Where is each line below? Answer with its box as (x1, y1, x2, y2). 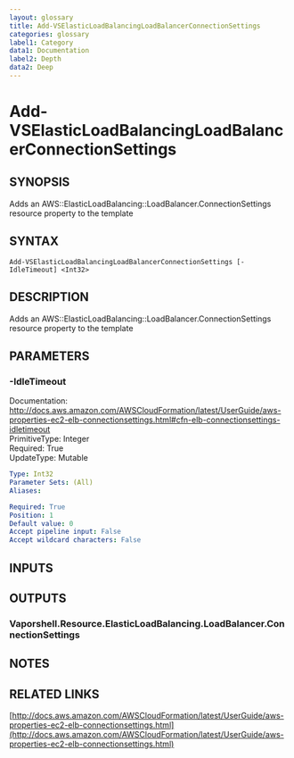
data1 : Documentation (9, 46, 90, 55)
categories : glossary (9, 29, 90, 38)
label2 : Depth (9, 54, 62, 63)
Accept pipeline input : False (9, 528, 122, 537)
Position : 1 (9, 511, 53, 520)
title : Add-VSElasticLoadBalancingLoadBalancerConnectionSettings (9, 21, 261, 30)
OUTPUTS (9, 590, 67, 605)
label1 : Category (9, 37, 74, 47)
